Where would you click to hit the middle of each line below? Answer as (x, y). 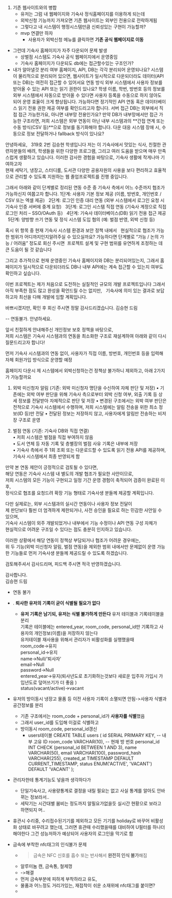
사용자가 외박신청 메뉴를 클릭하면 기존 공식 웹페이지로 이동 (86, 39)
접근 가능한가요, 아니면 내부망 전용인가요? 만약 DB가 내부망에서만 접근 (88, 114)
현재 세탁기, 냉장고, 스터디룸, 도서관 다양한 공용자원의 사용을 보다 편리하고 (79, 170)
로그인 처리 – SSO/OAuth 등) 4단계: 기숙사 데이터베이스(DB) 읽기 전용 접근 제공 (86, 213)
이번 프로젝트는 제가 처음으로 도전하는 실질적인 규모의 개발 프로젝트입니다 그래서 (85, 284)
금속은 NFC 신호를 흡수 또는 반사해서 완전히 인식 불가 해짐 (90, 855)
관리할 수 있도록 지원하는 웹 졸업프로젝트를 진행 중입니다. (71, 176)
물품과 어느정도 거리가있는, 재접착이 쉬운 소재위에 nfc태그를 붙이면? (88, 885)
